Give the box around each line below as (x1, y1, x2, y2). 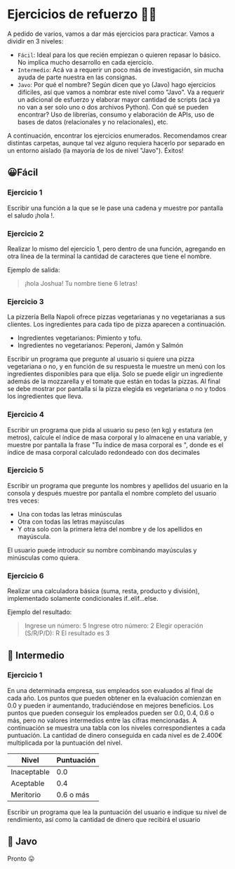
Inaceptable (11, 767, 51, 776)
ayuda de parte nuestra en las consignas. (17, 73, 137, 81)
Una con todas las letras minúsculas (17, 510, 123, 518)
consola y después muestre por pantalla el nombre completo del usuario (7, 489, 217, 497)
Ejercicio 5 (7, 465, 44, 475)
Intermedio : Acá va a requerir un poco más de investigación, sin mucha (17, 65, 224, 74)
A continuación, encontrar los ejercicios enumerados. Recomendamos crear (7, 131, 227, 140)
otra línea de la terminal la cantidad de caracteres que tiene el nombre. (7, 252, 212, 260)
